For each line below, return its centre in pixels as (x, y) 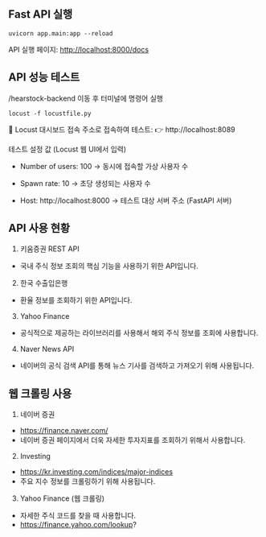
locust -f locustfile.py (50, 114)
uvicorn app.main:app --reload (61, 33)
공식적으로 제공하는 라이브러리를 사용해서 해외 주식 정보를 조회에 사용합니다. (139, 333)
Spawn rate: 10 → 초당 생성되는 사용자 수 (85, 183)
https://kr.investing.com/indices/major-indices (96, 472)
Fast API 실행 (41, 14)
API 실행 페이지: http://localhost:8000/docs (79, 49)
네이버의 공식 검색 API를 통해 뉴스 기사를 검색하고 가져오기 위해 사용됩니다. (137, 366)
